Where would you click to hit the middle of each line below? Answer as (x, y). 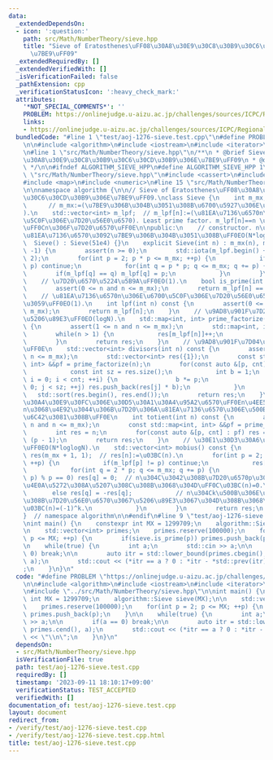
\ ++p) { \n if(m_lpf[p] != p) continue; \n (116, 463)
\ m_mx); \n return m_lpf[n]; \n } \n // (112, 311)
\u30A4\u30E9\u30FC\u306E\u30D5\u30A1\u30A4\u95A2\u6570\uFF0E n (134, 402)
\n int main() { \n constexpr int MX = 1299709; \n (112, 523)
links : (34, 122)
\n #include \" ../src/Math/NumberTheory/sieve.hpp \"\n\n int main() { (141, 591)
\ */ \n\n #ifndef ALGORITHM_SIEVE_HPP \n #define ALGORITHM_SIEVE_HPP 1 (143, 168)
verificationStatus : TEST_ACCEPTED (76, 690)
